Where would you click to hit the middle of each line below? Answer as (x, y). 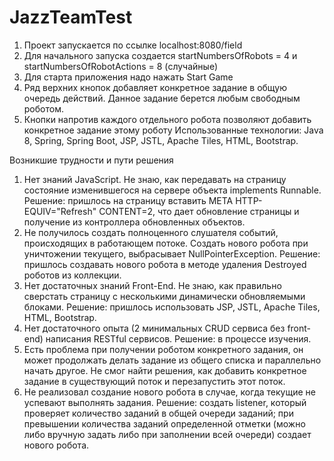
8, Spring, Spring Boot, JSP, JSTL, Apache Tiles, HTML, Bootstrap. (161, 140)
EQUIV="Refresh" (60, 211)
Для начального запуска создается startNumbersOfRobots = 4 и (160, 55)
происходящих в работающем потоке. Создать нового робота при (166, 243)
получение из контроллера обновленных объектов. (134, 222)
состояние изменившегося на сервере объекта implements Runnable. (172, 190)
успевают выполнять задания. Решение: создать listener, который (165, 402)
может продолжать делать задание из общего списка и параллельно (172, 360)
